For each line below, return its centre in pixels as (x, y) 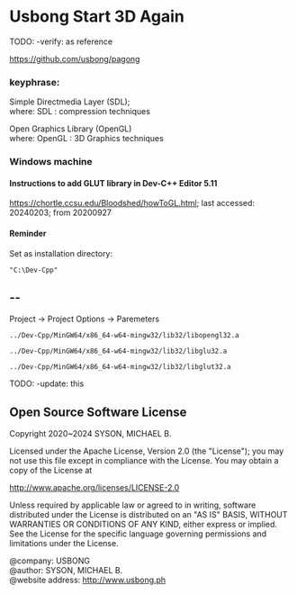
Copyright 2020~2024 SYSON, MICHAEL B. (91, 434)
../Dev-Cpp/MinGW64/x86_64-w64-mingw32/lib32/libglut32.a (120, 367)
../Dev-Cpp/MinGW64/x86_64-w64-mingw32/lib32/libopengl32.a (125, 336)
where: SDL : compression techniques (80, 112)
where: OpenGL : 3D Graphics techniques (86, 139)
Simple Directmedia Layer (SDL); (70, 102)
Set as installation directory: (61, 253)
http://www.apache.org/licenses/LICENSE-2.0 (94, 488)
